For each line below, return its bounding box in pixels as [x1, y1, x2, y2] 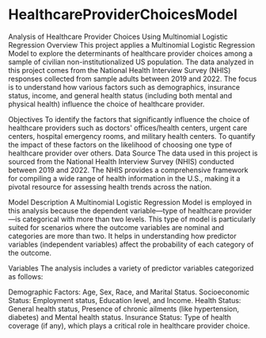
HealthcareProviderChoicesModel [8, 6, 237, 24]
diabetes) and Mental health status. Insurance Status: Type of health [8, 312, 232, 322]
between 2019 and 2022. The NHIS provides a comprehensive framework [8, 165, 249, 175]
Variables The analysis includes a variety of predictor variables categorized [8, 263, 254, 273]
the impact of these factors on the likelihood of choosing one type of [8, 140, 233, 149]
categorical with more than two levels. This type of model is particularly [22, 214, 256, 224]
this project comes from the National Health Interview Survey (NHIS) [8, 65, 231, 75]
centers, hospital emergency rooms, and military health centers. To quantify [8, 131, 256, 140]
